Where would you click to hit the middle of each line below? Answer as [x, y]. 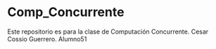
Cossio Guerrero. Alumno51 [47, 38]
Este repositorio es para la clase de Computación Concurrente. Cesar [108, 31]
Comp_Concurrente [66, 12]
